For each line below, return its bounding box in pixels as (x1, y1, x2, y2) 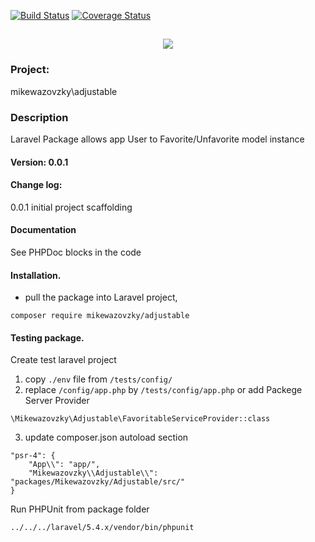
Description (10, 110, 69, 124)
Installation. (10, 269, 62, 281)
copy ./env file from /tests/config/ (24, 373, 173, 385)
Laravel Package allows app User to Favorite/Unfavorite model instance (10, 133, 305, 145)
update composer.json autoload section (24, 431, 189, 444)
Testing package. (10, 331, 85, 344)
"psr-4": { (10, 451, 56, 461)
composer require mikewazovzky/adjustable (10, 311, 190, 321)
